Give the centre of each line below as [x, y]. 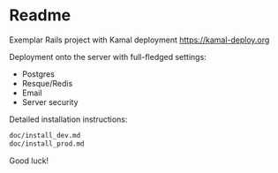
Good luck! [29, 161]
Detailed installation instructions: [68, 119]
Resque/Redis [47, 83]
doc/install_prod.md [47, 143]
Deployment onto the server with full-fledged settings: [108, 56]
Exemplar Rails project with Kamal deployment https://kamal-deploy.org [139, 40]
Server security [50, 102]
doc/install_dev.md [45, 135]
